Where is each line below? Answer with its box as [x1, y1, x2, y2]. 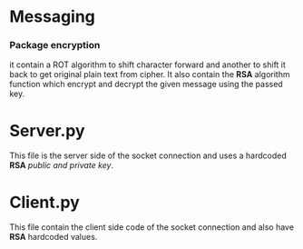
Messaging [9, 6, 95, 27]
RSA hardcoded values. [9, 232, 98, 243]
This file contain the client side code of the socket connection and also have [9, 222, 295, 233]
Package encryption [9, 39, 101, 52]
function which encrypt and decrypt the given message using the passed [9, 79, 283, 90]
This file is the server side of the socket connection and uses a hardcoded [9, 150, 288, 161]
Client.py [9, 192, 80, 213]
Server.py [9, 120, 85, 141]
